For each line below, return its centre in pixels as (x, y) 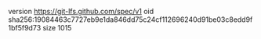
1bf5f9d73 (25, 28)
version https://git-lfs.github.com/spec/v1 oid (81, 11)
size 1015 (57, 28)
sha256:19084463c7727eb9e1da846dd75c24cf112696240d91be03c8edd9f (130, 19)
